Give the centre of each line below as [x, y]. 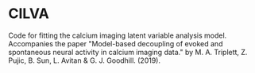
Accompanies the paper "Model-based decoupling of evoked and [116, 43]
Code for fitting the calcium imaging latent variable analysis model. [118, 35]
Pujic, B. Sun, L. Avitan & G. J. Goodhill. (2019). [85, 60]
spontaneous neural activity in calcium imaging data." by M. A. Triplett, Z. [128, 52]
